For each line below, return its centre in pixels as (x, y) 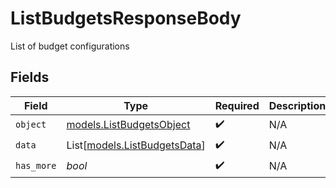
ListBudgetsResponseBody (126, 18)
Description (297, 105)
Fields (30, 77)
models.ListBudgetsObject (128, 125)
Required (237, 105)
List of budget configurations (70, 46)
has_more (36, 166)
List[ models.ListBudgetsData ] (136, 145)
